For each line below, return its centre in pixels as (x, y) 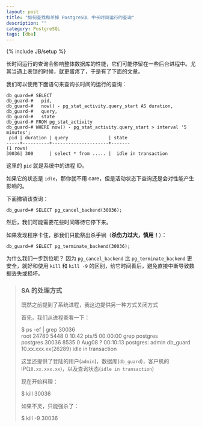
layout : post (23, 12)
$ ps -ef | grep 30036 (48, 330)
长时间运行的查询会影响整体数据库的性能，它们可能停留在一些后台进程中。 (98, 64)
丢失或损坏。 (27, 274)
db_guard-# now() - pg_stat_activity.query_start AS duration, (90, 106)
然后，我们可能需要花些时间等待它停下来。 (59, 222)
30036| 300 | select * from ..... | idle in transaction (87, 154)
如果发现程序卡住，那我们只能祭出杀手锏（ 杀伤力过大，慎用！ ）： (87, 235)
